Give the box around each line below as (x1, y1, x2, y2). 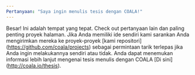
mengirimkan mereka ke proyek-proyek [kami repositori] (6, 37, 142, 44)
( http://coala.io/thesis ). (6, 62, 61, 69)
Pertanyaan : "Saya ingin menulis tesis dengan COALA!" (6, 8, 143, 15)
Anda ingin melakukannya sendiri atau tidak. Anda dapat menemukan (6, 49, 173, 56)
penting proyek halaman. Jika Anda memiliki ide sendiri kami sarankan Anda (6, 30, 190, 38)
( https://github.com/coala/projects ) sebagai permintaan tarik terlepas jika (6, 43, 183, 50)
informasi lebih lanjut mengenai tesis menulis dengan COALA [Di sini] (6, 56, 173, 63)
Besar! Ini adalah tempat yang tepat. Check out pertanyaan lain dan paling (6, 25, 184, 32)
